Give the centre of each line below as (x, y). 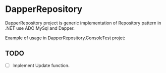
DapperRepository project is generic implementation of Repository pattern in (83, 23)
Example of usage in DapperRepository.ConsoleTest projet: (65, 38)
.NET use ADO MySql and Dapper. (40, 28)
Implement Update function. (41, 65)
